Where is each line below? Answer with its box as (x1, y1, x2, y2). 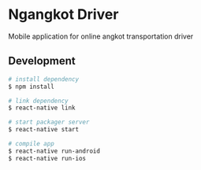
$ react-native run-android (8, 147, 101, 155)
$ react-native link (8, 104, 76, 112)
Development (8, 54, 76, 68)
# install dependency (8, 75, 80, 83)
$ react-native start (8, 126, 80, 134)
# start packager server (8, 118, 90, 127)
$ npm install (8, 83, 55, 91)
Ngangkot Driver (8, 6, 119, 24)
